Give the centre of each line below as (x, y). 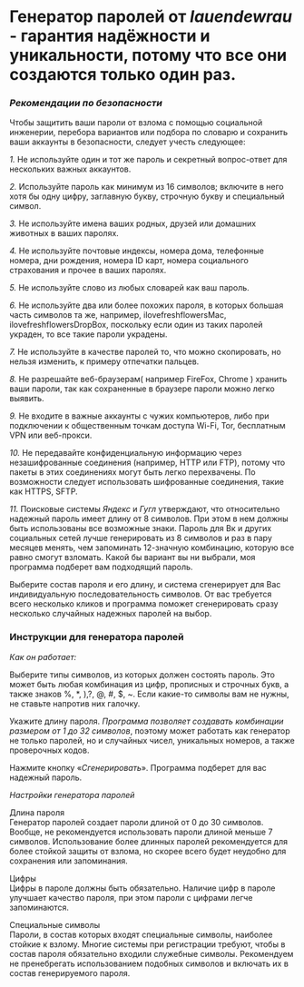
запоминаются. (39, 907)
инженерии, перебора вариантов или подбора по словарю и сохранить (149, 133)
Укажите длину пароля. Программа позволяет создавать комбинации (147, 721)
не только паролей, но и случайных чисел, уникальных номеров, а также (152, 740)
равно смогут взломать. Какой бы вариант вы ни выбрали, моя (132, 558)
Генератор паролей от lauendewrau (151, 17)
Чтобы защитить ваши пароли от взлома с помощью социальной (136, 123)
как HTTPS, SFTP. (44, 491)
